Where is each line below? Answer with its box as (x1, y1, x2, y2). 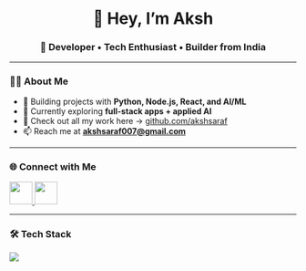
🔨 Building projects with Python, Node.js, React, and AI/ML (22, 96, 247, 107)
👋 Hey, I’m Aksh (92, 8, 214, 29)
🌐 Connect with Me (9, 160, 97, 172)
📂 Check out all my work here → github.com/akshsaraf (22, 115, 228, 126)
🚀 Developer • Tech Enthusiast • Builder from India (39, 41, 267, 54)
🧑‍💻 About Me (9, 75, 68, 88)
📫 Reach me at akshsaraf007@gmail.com (22, 125, 187, 136)
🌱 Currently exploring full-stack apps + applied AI (22, 105, 212, 117)
